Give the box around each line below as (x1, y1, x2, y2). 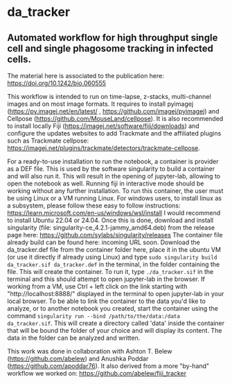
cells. (7, 53, 32, 65)
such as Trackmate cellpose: (7, 136, 89, 145)
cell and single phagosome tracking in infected (7, 42, 213, 54)
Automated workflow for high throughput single (7, 32, 218, 44)
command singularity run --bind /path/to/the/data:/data (7, 312, 180, 320)
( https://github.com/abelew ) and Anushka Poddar (7, 354, 149, 363)
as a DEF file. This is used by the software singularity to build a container (7, 165, 215, 173)
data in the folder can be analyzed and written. (7, 333, 141, 342)
